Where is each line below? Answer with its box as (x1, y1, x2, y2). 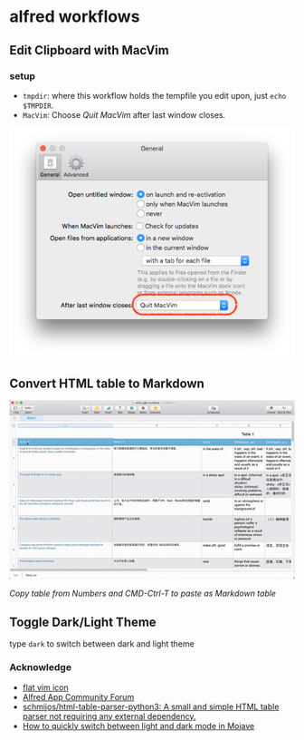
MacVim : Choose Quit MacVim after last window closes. (22, 109, 226, 120)
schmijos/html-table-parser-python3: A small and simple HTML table (22, 701, 280, 712)
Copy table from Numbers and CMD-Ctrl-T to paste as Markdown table (9, 588, 277, 599)
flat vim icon (22, 682, 70, 693)
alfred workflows (9, 6, 140, 27)
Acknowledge (9, 661, 72, 674)
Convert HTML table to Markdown (9, 375, 205, 391)
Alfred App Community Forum (22, 691, 135, 702)
